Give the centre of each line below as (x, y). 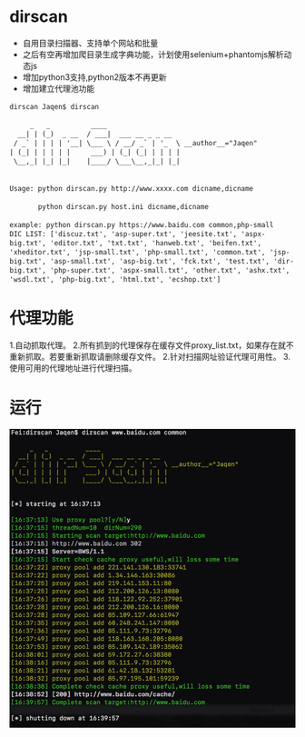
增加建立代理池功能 (59, 88)
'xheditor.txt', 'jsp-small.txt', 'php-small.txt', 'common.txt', (138, 252)
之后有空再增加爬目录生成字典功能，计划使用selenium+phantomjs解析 (153, 54)
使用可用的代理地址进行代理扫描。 (73, 368)
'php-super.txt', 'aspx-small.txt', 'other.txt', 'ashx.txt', (170, 270)
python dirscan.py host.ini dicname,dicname (123, 206)
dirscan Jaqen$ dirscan (54, 106)
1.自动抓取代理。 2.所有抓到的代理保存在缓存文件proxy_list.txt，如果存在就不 (152, 345)
